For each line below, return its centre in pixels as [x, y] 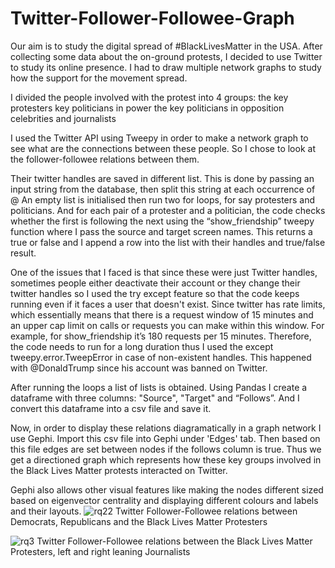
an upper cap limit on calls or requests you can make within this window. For [167, 325]
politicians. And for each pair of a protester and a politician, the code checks [168, 210]
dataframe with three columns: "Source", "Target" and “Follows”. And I [155, 398]
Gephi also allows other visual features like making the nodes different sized [167, 489]
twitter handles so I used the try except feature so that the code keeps [155, 293]
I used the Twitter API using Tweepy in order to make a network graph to [159, 138]
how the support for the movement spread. [99, 78]
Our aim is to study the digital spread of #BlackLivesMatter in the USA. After [166, 46]
